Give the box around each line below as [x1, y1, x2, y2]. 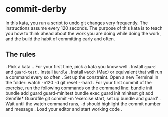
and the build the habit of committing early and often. [5, 36, 115, 42]
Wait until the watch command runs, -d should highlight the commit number [5, 101, 161, 107]
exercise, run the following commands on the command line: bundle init [5, 85, 153, 91]
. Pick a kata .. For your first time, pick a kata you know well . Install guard [5, 63, 156, 69]
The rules [5, 50, 36, 59]
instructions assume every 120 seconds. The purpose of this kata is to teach [5, 25, 163, 31]
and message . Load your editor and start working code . [5, 106, 123, 112]
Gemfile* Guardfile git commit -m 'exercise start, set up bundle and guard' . [5, 95, 161, 101]
